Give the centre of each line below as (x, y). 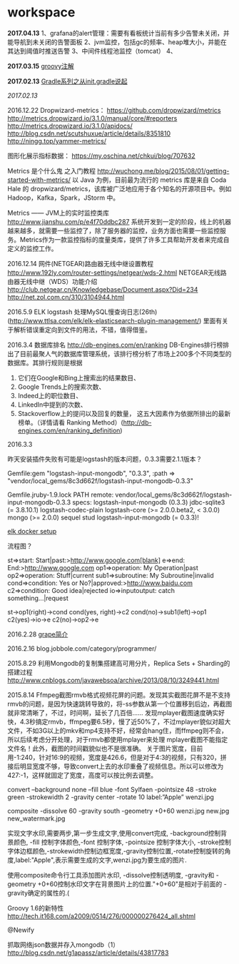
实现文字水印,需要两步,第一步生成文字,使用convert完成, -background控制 (114, 833)
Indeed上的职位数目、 (50, 395)
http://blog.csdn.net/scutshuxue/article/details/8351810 (89, 133)
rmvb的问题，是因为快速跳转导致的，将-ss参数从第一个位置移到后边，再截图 (120, 704)
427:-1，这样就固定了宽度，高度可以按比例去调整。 (82, 775)
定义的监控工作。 (32, 248)
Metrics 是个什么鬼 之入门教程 (52, 171)
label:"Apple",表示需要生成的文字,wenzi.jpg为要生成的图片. (101, 860)
